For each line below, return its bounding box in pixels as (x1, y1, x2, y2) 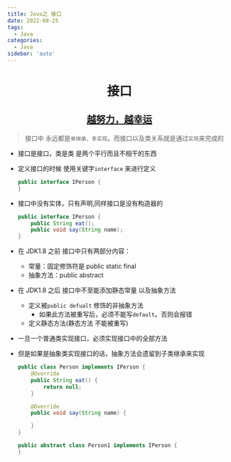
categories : (7, 37, 43, 44)
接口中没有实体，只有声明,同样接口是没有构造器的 (17, 199, 163, 207)
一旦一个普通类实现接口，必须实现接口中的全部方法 (17, 334, 168, 343)
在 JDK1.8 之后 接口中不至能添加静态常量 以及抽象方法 (17, 286, 176, 294)
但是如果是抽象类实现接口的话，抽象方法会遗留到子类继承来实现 (17, 349, 205, 358)
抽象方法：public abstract (28, 271, 104, 279)
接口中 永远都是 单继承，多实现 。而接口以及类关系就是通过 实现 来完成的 (24, 133, 224, 143)
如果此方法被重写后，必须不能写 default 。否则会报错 (38, 310, 193, 319)
